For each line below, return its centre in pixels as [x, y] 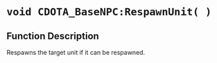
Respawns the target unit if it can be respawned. [76, 52]
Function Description [53, 36]
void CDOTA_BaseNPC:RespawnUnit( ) [109, 12]
